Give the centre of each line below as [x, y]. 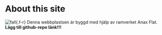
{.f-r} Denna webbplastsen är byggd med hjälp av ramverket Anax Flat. [87, 22]
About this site [35, 9]
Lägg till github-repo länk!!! [33, 27]
